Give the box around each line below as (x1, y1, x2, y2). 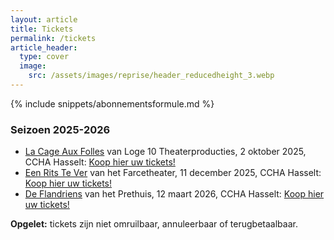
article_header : (10, 42, 78, 53)
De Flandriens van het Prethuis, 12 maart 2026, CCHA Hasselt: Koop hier (24, 188, 325, 200)
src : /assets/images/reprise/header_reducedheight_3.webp (28, 71, 275, 81)
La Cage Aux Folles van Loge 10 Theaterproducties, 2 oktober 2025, (24, 146, 307, 158)
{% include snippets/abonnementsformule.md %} (10, 97, 215, 110)
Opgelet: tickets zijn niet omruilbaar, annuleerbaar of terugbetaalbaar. (10, 218, 298, 230)
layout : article (10, 14, 78, 25)
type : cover (19, 52, 70, 62)
